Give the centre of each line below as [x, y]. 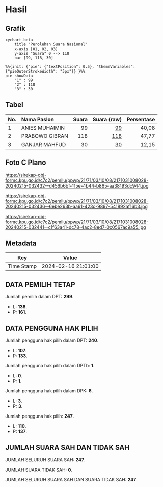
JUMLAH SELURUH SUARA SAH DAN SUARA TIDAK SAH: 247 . [71, 479]
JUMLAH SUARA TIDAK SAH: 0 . [39, 470]
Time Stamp [22, 266]
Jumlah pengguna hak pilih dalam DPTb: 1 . [50, 366]
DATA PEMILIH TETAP [40, 284]
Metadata [21, 243]
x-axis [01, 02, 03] [36, 49]
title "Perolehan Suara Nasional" [51, 44]
